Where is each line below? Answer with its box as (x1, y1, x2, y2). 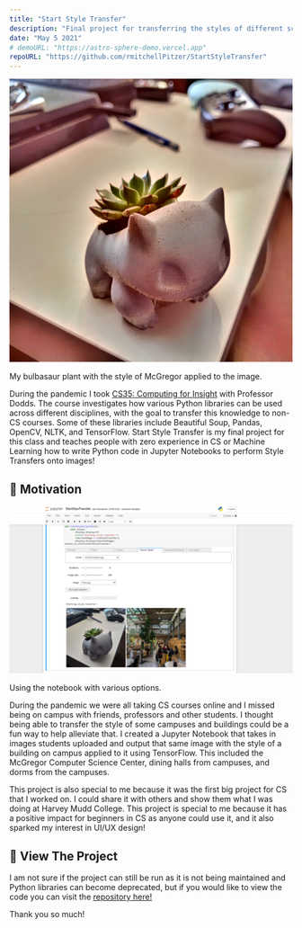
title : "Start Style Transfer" (9, 14, 127, 23)
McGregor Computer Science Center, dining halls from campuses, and (9, 757, 270, 768)
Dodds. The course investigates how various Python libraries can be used (9, 398, 283, 409)
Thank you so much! (9, 909, 85, 920)
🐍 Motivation (9, 481, 83, 496)
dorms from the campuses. (9, 767, 110, 778)
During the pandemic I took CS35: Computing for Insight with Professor (9, 388, 274, 399)
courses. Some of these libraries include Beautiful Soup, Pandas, (22, 417, 263, 428)
